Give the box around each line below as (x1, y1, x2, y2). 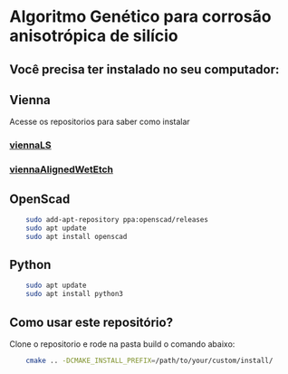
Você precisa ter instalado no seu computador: (9, 62, 280, 77)
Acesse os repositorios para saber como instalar (9, 116, 190, 128)
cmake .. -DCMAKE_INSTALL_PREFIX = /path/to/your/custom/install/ (25, 356, 274, 366)
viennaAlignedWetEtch (9, 163, 114, 176)
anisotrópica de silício (9, 25, 178, 46)
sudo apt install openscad (25, 232, 128, 241)
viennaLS (9, 139, 52, 151)
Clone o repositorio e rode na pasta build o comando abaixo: (9, 339, 235, 350)
